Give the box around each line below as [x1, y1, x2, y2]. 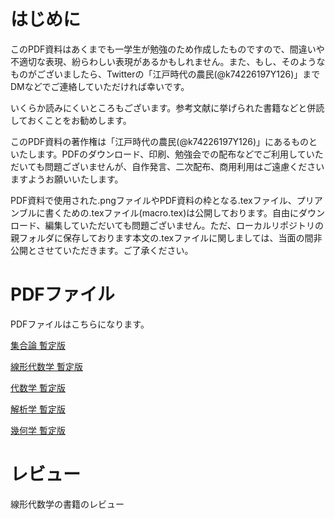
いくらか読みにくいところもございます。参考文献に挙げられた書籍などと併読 [10, 101, 325, 114]
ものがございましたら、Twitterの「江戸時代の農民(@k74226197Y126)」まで [10, 68, 321, 80]
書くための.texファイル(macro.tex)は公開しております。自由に [44, 206, 300, 219]
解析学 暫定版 [10, 403, 66, 415]
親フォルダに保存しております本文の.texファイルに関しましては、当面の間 [10, 231, 314, 244]
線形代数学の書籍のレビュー [10, 498, 125, 510]
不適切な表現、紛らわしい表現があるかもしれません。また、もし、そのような [10, 55, 326, 67]
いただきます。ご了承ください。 [62, 244, 194, 256]
